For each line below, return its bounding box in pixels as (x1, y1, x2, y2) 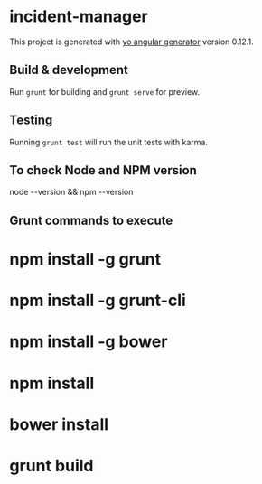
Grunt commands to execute (9, 212, 173, 228)
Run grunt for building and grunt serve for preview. (9, 86, 201, 97)
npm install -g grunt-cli (9, 291, 187, 311)
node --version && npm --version (9, 187, 134, 198)
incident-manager (9, 6, 148, 27)
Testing (9, 113, 53, 128)
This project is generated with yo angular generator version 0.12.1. (9, 36, 255, 47)
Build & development (9, 62, 128, 78)
